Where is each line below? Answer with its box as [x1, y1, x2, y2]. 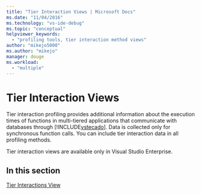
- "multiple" [11, 64, 45, 71]
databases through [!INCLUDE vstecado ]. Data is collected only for [6, 124, 170, 131]
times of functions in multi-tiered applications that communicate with [6, 117, 178, 124]
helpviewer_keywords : [6, 31, 61, 37]
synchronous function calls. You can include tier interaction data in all [6, 130, 179, 137]
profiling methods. [6, 136, 52, 143]
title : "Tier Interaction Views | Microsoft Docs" [6, 8, 136, 15]
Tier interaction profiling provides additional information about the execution [6, 111, 196, 118]
